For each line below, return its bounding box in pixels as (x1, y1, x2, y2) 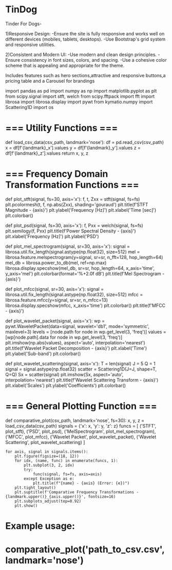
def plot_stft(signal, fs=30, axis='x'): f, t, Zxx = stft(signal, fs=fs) (5, 196, 140, 202)
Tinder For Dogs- (5, 21, 42, 27)
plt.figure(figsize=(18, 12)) (14, 453, 80, 458)
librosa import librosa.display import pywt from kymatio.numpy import (5, 99, 153, 105)
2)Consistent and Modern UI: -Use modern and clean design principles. (5, 51, 157, 58)
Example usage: (5, 520, 75, 531)
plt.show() (14, 503, 38, 508)
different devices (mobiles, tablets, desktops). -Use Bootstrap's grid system (5, 36, 166, 42)
